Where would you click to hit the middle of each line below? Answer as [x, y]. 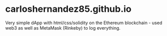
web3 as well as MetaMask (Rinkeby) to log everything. [63, 28]
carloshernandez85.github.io [68, 9]
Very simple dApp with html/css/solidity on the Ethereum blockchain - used [84, 23]
